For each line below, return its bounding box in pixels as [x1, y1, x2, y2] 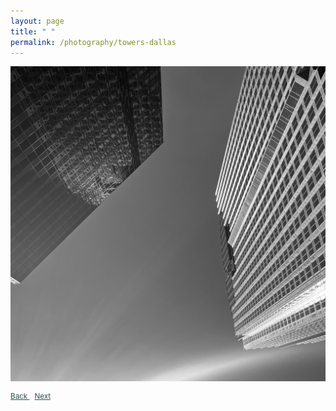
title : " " [10, 26, 56, 37]
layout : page [10, 16, 65, 26]
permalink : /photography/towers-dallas [10, 37, 177, 47]
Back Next [10, 391, 52, 402]
